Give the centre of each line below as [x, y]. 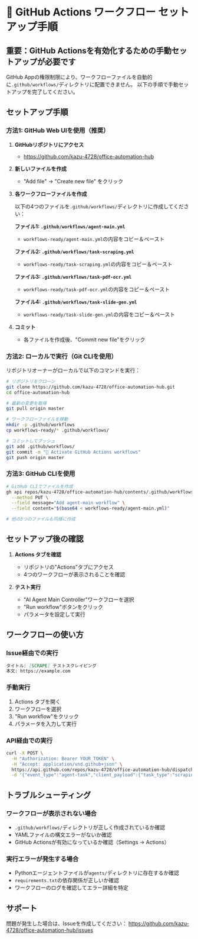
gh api [14, 492]
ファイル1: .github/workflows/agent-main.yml [70, 226]
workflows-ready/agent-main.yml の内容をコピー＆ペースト [94, 239]
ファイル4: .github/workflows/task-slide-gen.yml [76, 302]
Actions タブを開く [37, 701]
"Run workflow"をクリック [47, 716]
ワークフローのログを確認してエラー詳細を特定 [71, 888]
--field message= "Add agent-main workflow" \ [68, 503]
